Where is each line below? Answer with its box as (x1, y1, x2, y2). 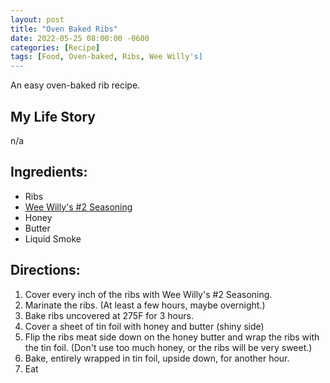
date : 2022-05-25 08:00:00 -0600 (10, 33, 150, 43)
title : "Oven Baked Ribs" (10, 24, 118, 34)
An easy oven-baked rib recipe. (10, 79, 141, 91)
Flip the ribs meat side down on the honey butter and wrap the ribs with (24, 331, 320, 343)
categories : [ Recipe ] (10, 42, 101, 53)
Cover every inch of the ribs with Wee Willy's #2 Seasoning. (24, 288, 273, 300)
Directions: (10, 262, 81, 279)
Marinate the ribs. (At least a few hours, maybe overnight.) (24, 299, 266, 311)
